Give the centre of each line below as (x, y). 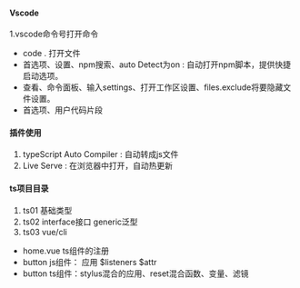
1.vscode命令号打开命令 (54, 34)
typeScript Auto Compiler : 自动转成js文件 (100, 154)
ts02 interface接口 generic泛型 (80, 222)
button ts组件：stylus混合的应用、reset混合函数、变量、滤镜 (135, 273)
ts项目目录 (29, 188)
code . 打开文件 (51, 54)
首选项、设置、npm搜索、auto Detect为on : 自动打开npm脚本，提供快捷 (156, 65)
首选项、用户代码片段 (62, 110)
